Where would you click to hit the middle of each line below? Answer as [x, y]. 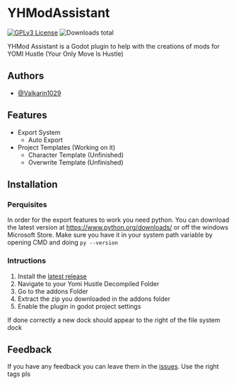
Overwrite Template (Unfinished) [76, 162]
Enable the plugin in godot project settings [79, 306]
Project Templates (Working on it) [66, 147]
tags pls [19, 374]
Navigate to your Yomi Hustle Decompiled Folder [88, 283]
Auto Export [46, 140]
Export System [39, 132]
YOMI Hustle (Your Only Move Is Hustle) [65, 54]
